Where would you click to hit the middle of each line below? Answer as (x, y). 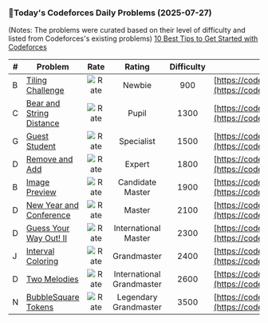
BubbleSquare (53, 297)
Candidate (137, 182)
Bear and (43, 103)
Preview (42, 193)
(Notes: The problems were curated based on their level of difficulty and (127, 30)
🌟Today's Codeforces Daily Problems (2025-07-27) (110, 13)
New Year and (53, 205)
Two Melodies (53, 279)
